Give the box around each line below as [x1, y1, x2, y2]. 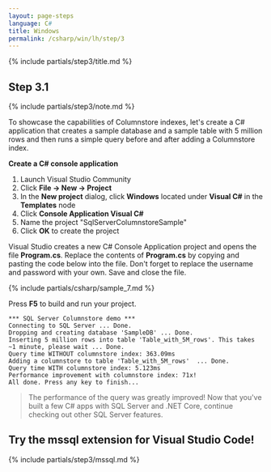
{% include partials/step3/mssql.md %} [8, 454, 140, 464]
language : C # [8, 19, 53, 28]
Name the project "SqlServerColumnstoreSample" [19, 218, 188, 227]
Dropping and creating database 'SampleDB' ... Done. [8, 329, 194, 337]
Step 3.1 [8, 80, 49, 94]
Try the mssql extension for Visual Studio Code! [8, 433, 255, 447]
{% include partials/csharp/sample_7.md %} [8, 283, 155, 293]
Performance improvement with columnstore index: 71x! [8, 372, 197, 380]
